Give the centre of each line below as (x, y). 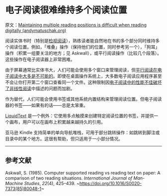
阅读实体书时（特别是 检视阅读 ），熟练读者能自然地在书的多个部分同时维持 (80, 41)
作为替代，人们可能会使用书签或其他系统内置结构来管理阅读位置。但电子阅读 (83, 99)
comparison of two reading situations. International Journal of (69, 178)
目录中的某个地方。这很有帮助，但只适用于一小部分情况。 (64, 138)
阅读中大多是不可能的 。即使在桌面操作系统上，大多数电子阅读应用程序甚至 (85, 76)
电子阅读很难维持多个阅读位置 (66, 10)
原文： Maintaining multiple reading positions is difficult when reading (76, 25)
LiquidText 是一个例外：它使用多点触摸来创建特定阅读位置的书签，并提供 (80, 116)
